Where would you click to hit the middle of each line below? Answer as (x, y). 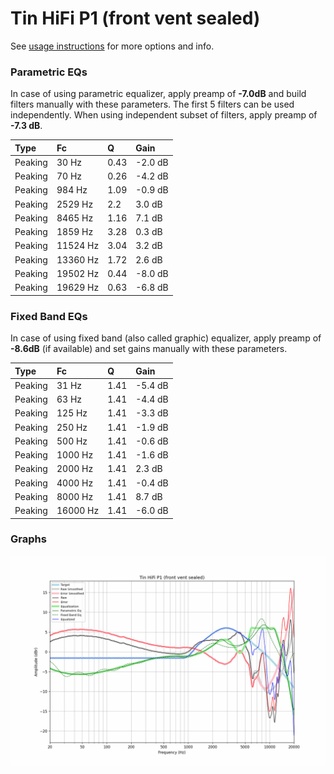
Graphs (28, 539)
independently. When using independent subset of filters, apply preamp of (164, 115)
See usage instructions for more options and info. (112, 46)
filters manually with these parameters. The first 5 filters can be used (152, 104)
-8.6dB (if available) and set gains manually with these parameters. (149, 349)
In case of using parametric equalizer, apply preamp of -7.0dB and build (158, 94)
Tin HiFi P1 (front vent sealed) (135, 18)
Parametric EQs (49, 72)
